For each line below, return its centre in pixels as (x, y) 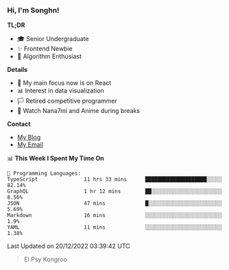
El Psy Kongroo (45, 260)
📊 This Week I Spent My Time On (56, 158)
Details (17, 70)
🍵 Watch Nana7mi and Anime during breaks (79, 111)
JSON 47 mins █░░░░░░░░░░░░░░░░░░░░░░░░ (115, 204)
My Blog (29, 137)
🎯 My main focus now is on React (64, 83)
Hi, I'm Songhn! (33, 10)
